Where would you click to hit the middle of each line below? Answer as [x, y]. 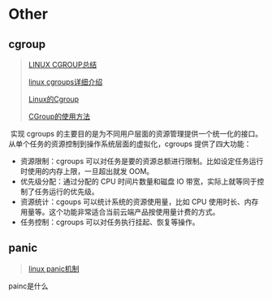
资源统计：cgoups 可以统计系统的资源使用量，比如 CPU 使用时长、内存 [139, 201]
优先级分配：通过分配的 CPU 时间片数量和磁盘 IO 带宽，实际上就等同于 [138, 181]
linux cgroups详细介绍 [65, 82]
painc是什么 [28, 286]
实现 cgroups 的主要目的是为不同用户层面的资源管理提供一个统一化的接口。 [136, 134]
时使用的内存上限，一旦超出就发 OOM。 [87, 171]
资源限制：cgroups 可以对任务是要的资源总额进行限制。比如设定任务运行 [142, 161]
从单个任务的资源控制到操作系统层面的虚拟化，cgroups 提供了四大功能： [130, 144]
